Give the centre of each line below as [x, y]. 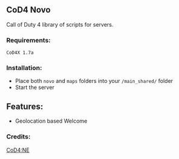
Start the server [35, 88]
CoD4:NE [18, 150]
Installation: [24, 68]
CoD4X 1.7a [20, 53]
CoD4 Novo [29, 10]
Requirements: [29, 40]
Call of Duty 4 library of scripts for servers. [60, 24]
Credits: [19, 137]
